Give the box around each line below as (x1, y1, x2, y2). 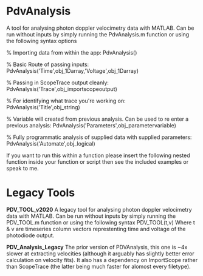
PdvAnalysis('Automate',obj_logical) (6, 140, 95, 147)
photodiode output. (6, 232, 55, 239)
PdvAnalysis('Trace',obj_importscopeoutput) (6, 85, 117, 92)
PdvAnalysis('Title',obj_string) (6, 103, 80, 110)
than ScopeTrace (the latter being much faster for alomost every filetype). (6, 263, 191, 270)
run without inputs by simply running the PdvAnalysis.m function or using (6, 30, 190, 38)
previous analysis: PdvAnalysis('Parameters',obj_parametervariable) (6, 121, 176, 129)
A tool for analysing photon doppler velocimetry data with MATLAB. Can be (6, 24, 194, 32)
